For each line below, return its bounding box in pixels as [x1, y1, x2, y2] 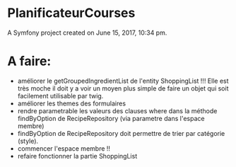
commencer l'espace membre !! [17, 144, 111, 153]
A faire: [7, 53, 52, 69]
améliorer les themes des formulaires [17, 99, 126, 108]
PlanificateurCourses [7, 5, 136, 21]
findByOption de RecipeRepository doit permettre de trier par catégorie [17, 129, 225, 137]
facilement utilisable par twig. [17, 91, 104, 100]
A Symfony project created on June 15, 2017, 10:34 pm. [7, 28, 167, 37]
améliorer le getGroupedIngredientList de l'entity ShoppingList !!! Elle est [17, 76, 229, 85]
